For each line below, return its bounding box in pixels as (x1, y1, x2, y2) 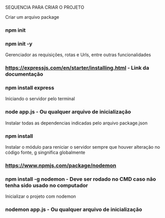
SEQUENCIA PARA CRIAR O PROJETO (5, 5, 84, 10)
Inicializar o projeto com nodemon (5, 193, 76, 199)
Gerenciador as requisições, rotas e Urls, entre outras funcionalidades (5, 52, 151, 58)
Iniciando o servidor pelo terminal (5, 96, 75, 102)
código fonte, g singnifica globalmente (5, 149, 86, 156)
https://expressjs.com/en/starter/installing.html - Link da (5, 64, 149, 71)
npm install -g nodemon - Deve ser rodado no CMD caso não (5, 176, 156, 183)
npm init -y (5, 40, 33, 47)
